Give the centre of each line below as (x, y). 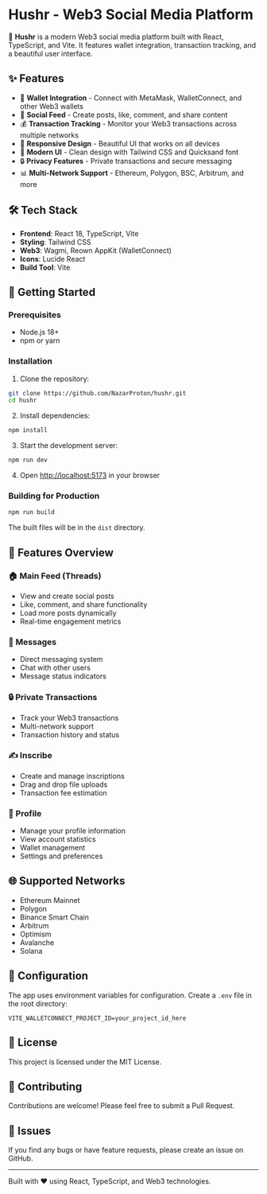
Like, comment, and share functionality (83, 604)
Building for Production (54, 496)
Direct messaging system (61, 659)
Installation (31, 361)
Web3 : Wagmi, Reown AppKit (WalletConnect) (96, 250)
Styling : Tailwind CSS (55, 242)
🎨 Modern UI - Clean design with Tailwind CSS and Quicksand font (129, 152)
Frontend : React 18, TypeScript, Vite (79, 233)
